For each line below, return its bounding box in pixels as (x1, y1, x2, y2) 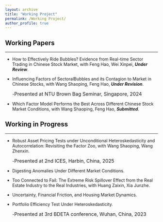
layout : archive (5, 7, 38, 12)
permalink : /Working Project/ (5, 16, 66, 21)
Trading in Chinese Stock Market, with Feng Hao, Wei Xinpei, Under (12, 61, 148, 67)
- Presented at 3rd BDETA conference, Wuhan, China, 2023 (12, 210, 147, 217)
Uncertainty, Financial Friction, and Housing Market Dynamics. (12, 192, 137, 198)
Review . (12, 67, 29, 73)
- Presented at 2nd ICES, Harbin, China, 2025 (12, 157, 114, 164)
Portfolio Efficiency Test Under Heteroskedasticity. (12, 201, 113, 207)
